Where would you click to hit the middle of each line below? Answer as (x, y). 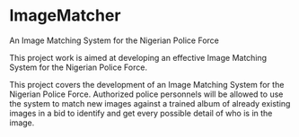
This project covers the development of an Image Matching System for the (147, 84)
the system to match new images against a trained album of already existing (150, 103)
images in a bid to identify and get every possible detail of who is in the (141, 113)
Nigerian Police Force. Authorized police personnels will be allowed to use (146, 94)
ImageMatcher (65, 16)
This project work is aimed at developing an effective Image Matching (138, 57)
